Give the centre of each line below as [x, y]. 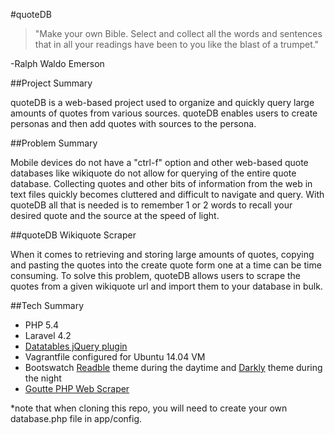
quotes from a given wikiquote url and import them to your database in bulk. [166, 286]
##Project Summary [51, 83]
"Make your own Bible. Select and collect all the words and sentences [178, 33]
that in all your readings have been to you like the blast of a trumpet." [177, 44]
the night [43, 378]
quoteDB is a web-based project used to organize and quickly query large [162, 102]
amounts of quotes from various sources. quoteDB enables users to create [164, 113]
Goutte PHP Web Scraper [77, 388]
